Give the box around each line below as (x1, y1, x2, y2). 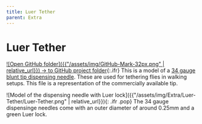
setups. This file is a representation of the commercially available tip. (6, 80, 178, 87)
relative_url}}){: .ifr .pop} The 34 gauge (71, 98, 169, 105)
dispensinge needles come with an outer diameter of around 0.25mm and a (6, 104, 195, 112)
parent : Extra (6, 15, 42, 21)
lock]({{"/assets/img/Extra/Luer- (115, 91, 196, 99)
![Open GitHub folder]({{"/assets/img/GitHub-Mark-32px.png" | (6, 60, 165, 68)
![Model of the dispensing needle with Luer (6, 91, 114, 99)
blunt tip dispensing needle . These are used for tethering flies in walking (6, 73, 187, 80)
